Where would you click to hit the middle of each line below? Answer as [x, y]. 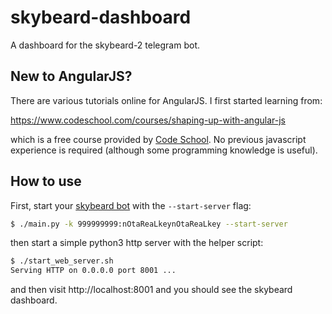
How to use [46, 181]
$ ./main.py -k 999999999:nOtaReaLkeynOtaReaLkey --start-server [149, 224]
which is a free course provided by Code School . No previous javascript [158, 139]
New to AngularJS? [71, 76]
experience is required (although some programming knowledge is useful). [164, 150]
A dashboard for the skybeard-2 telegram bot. [105, 45]
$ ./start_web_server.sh [62, 261]
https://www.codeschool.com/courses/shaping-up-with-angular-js [148, 120]
